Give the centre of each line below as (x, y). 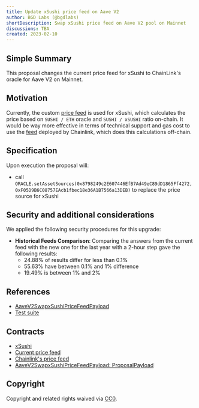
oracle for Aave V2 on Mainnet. (45, 79)
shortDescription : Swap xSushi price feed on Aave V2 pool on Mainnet (96, 23)
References (28, 292)
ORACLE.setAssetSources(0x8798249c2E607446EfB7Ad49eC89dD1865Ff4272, (104, 184)
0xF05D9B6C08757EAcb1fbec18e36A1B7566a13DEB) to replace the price (97, 189)
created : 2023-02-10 (32, 34)
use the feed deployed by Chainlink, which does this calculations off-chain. (99, 132)
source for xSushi (37, 196)
